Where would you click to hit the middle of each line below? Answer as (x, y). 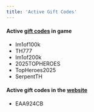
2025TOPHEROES (38, 63)
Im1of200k (28, 57)
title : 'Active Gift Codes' (42, 12)
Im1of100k (28, 44)
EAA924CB (29, 104)
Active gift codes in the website (47, 90)
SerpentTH (29, 76)
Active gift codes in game (39, 31)
